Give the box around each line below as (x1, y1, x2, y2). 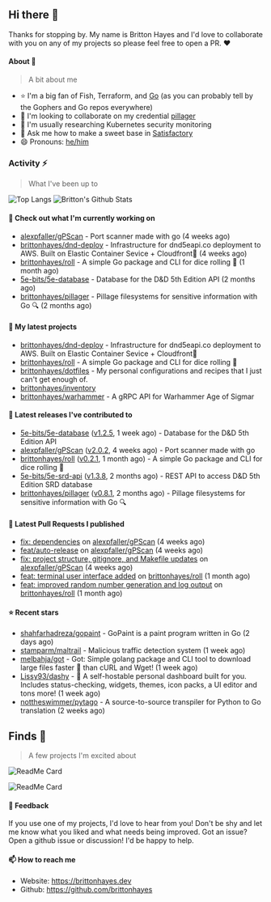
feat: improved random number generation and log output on (19, 580, 223, 590)
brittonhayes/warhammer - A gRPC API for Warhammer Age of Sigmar (19, 392, 255, 401)
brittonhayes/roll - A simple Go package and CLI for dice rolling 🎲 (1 (19, 256, 245, 267)
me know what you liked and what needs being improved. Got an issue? (8, 827, 248, 837)
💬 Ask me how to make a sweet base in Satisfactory (19, 129, 193, 138)
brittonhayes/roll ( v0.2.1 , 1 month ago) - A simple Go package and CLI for (19, 454, 263, 464)
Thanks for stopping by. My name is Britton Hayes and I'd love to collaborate (8, 29, 264, 39)
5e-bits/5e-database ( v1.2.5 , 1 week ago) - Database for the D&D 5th (19, 428, 249, 438)
